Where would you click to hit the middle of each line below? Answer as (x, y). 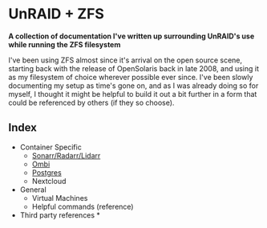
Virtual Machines (60, 198)
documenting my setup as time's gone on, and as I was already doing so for (133, 86)
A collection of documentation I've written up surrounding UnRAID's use (131, 36)
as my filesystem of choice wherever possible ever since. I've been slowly (131, 77)
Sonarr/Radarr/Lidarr (66, 155)
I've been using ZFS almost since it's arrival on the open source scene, (125, 60)
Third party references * (60, 215)
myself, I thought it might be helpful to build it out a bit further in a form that (133, 94)
